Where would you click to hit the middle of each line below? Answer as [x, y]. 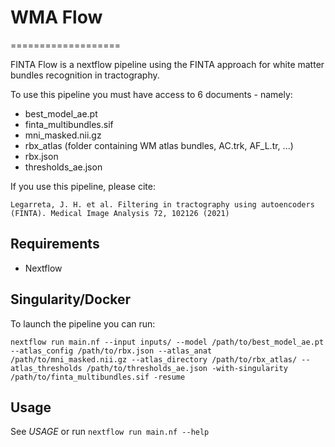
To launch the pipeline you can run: [83, 323]
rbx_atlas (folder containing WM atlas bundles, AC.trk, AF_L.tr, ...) [159, 145]
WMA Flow [56, 17]
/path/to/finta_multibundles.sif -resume [98, 377]
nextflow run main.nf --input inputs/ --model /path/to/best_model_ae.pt [167, 342]
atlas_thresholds [46, 368]
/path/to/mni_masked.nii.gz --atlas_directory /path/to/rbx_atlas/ [154, 359]
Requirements [55, 244]
